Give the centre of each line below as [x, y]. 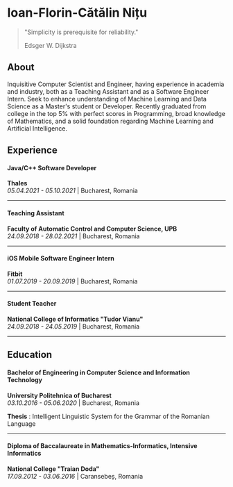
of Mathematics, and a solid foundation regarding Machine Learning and [110, 121]
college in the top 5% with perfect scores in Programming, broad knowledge [116, 113]
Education [30, 355]
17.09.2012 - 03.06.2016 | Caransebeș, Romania [75, 476]
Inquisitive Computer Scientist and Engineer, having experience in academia [116, 84]
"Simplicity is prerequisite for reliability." [81, 32]
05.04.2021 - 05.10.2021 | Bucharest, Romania [73, 191]
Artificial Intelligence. [37, 128]
